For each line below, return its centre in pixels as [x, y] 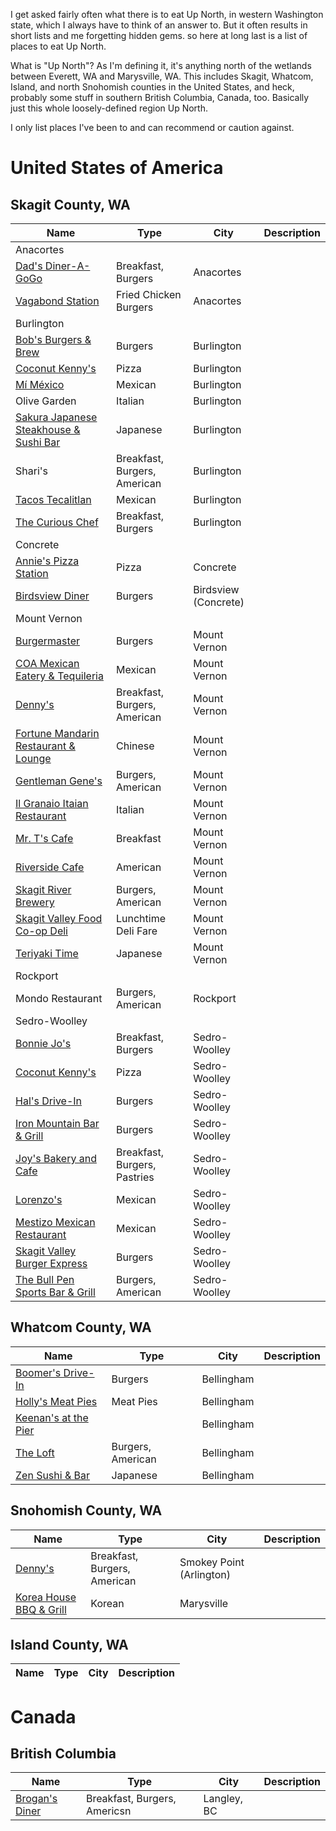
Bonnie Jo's [43, 1043]
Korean [107, 1603]
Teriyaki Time [47, 953]
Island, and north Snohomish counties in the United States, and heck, [152, 87]
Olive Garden [46, 401]
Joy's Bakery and [56, 1158]
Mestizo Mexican [55, 1222]
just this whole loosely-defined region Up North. [109, 108]
